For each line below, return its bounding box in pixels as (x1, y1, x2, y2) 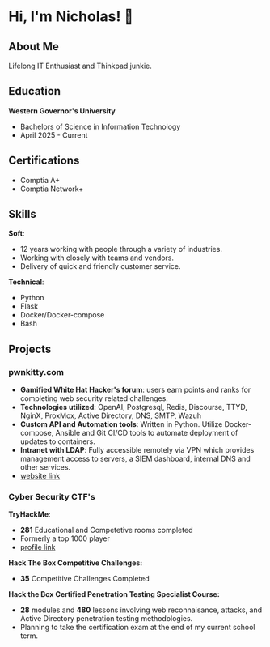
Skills (8, 207, 36, 221)
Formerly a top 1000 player (19, 534, 111, 543)
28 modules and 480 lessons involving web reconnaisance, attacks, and (19, 605, 263, 615)
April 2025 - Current (19, 130, 88, 140)
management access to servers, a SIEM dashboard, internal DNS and (19, 453, 251, 464)
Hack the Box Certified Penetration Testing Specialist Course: (8, 590, 220, 599)
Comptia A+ (19, 175, 61, 185)
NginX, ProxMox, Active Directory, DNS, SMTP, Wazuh (19, 411, 202, 420)
